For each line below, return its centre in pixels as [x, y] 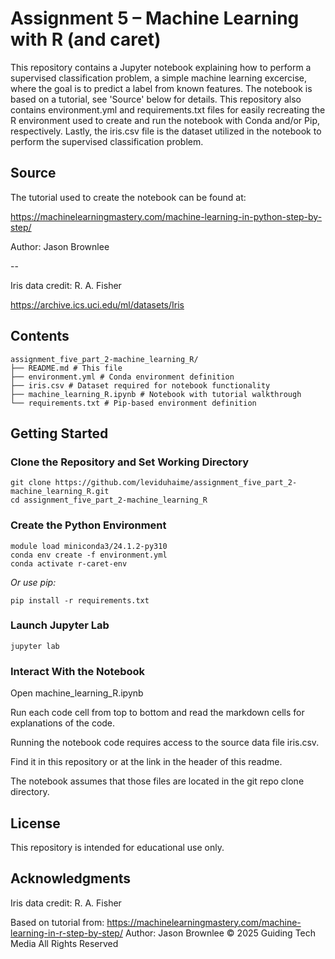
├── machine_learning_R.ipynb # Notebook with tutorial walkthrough [156, 394]
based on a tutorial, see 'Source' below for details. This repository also [156, 99]
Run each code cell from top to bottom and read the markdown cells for [157, 713]
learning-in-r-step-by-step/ [66, 933]
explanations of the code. [63, 723]
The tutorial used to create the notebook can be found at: [128, 197]
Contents [40, 336]
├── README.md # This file [66, 368]
